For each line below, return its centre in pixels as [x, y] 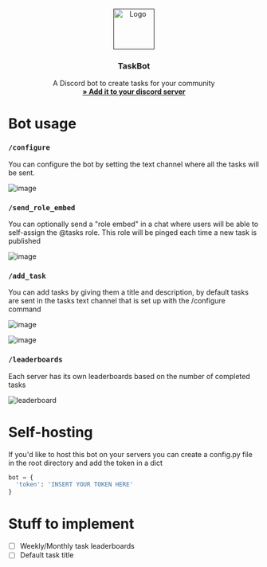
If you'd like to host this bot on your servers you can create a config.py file [130, 454]
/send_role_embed [42, 207]
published [25, 241]
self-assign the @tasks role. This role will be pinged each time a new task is [133, 233]
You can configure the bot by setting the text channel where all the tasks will [133, 164]
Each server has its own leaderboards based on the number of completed [130, 376]
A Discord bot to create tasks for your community [134, 84]
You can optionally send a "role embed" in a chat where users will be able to [133, 224]
